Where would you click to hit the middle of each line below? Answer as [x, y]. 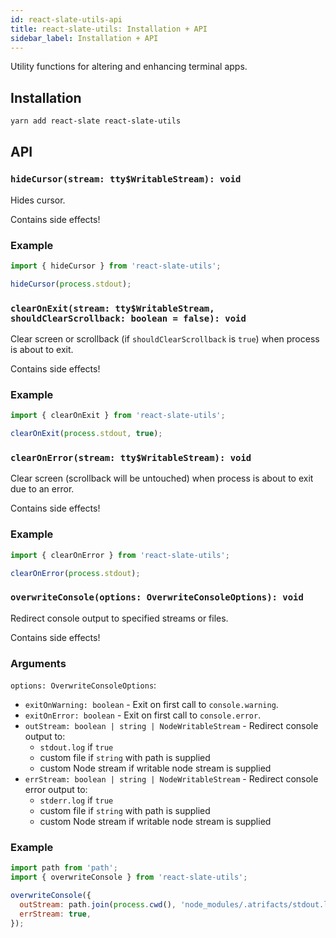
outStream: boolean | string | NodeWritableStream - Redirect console [171, 726]
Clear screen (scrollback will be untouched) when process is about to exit [162, 478]
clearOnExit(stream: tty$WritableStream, [112, 308]
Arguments [38, 663]
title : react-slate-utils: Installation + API [109, 29]
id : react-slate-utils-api [66, 19]
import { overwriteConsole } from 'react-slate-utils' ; [129, 877]
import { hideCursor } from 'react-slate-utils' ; [116, 266]
